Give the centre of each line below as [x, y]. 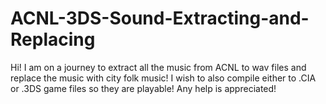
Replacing [53, 39]
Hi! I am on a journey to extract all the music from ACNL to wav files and [158, 67]
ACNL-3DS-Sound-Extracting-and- [160, 18]
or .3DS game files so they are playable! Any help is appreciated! [143, 88]
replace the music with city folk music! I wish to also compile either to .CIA [163, 78]
